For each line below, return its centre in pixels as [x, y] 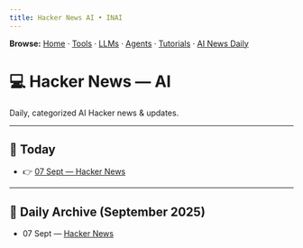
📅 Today [32, 149]
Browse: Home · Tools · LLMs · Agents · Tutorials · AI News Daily [129, 43]
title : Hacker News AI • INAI [66, 18]
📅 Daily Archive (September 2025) [107, 211]
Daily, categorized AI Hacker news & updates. [94, 113]
